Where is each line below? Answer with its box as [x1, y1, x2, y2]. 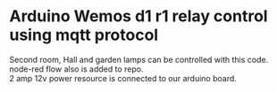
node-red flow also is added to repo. [9, 64, 145, 74]
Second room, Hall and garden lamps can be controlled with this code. [9, 54, 269, 65]
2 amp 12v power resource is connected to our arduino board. [9, 73, 237, 83]
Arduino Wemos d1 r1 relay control [9, 6, 268, 27]
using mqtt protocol [9, 25, 159, 45]
